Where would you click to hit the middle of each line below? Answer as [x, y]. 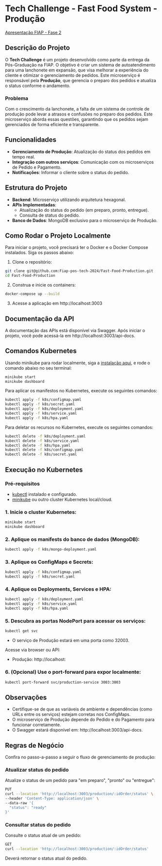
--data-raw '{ [19, 803]
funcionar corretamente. [36, 725]
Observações [26, 697]
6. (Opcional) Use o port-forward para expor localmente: [73, 672]
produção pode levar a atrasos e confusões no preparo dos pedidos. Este [79, 114]
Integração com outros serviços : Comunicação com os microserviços [83, 162]
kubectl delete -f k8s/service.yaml [42, 441]
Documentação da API [40, 319]
